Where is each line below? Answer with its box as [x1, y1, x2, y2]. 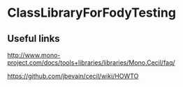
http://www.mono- [7, 51, 61, 59]
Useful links [7, 33, 61, 45]
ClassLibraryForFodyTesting [7, 5, 177, 21]
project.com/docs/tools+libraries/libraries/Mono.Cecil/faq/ [7, 58, 176, 67]
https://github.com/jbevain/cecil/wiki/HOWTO [7, 72, 139, 80]
